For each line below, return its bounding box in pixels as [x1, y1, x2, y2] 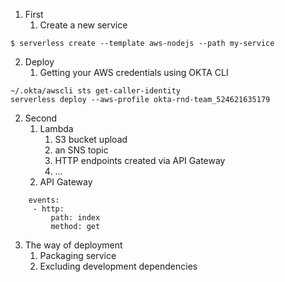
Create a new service [39, 19, 128, 31]
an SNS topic [54, 144, 109, 156]
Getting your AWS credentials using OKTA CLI [39, 67, 229, 78]
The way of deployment [24, 239, 123, 251]
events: [28, 195, 60, 205]
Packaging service [39, 250, 117, 261]
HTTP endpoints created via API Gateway [54, 155, 226, 166]
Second [24, 112, 58, 124]
